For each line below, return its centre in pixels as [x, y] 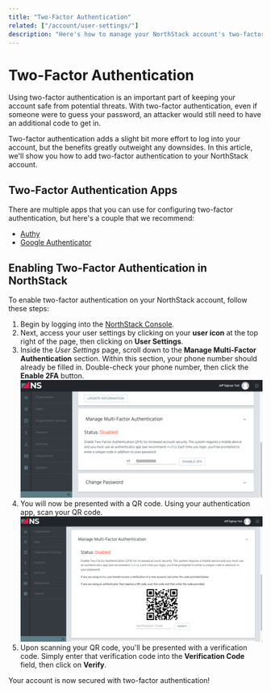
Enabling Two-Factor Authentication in [108, 268]
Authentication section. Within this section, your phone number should [139, 358]
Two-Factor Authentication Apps [93, 190]
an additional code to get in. [55, 123]
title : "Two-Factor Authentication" [70, 17]
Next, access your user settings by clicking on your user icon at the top [139, 332]
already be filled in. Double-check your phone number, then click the [134, 367]
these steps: [29, 308]
